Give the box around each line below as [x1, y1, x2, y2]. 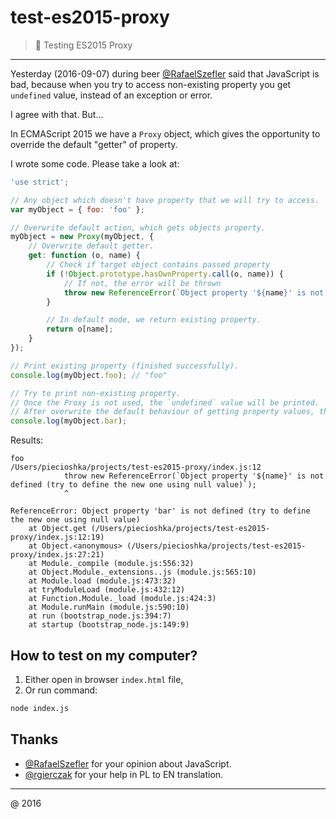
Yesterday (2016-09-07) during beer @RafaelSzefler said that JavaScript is [10, 67, 320, 80]
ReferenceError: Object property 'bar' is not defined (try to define [10, 506, 311, 516]
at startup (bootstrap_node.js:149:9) [28, 620, 190, 630]
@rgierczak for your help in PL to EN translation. [24, 768, 224, 780]
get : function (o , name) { [28, 251, 141, 261]
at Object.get [28, 524, 87, 534]
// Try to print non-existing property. [10, 388, 182, 398]
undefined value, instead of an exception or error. [10, 89, 213, 101]
